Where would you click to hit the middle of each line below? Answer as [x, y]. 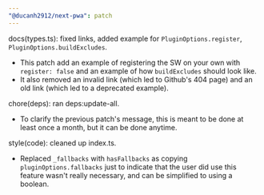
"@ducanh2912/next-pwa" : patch [60, 16]
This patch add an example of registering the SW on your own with [130, 62]
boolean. [34, 184]
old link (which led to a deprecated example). [94, 88]
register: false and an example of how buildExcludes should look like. [138, 71]
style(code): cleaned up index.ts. [62, 143]
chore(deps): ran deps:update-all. [64, 103]
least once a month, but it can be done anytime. [98, 127]
